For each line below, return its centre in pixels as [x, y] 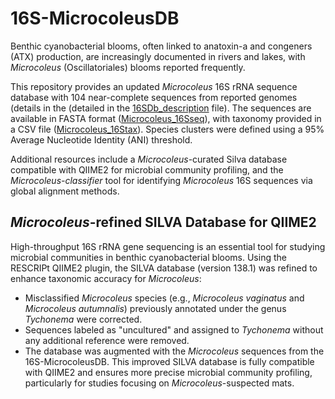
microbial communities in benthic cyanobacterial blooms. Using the [148, 257]
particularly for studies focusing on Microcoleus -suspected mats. [159, 383]
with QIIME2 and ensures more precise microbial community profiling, [168, 372]
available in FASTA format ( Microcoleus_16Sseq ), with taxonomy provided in [166, 118]
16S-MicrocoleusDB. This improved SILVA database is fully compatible [169, 361]
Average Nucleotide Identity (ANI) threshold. [101, 139]
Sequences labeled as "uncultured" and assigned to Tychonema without [174, 329]
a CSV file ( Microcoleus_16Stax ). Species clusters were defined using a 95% [167, 129]
